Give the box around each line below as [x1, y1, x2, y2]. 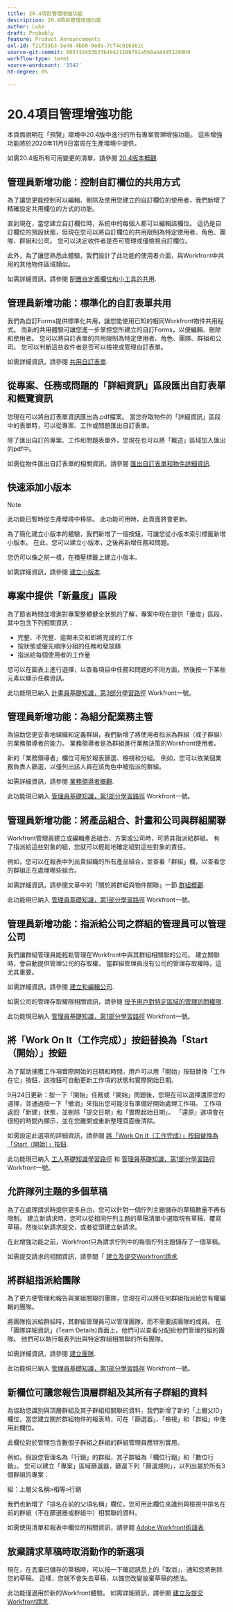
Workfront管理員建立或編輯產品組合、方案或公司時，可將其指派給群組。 [7, 834, 213, 843]
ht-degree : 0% [7, 68, 49, 75]
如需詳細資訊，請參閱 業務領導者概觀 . [7, 778, 114, 786]
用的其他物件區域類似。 [7, 260, 74, 268]
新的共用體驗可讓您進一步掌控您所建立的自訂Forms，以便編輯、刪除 [26, 325, 222, 334]
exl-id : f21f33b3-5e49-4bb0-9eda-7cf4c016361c [7, 42, 144, 49]
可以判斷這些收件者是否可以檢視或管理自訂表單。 [26, 343, 167, 351]
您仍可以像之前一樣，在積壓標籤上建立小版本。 [7, 553, 141, 561]
